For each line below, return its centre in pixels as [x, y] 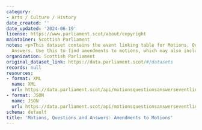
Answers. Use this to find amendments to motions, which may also [96, 51]
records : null [24, 67]
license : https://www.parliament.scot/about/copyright [76, 34]
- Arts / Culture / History [41, 17]
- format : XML [24, 78]
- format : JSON [25, 95]
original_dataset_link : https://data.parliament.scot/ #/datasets [90, 62]
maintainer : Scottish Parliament [48, 40]
